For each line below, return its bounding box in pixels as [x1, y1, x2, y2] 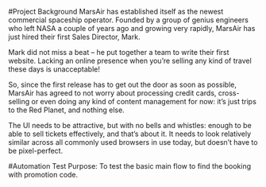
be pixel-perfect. [8, 146, 64, 155]
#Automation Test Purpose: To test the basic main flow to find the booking [8, 162, 252, 170]
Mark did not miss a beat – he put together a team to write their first [8, 48, 229, 56]
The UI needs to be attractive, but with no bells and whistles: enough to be [8, 121, 252, 130]
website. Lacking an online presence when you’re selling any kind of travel [8, 56, 252, 65]
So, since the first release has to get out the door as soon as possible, [8, 80, 237, 89]
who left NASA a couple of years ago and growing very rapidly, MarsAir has [8, 24, 256, 33]
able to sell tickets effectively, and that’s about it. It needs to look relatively [8, 129, 252, 138]
